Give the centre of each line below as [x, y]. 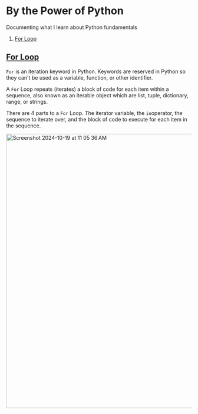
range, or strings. [27, 101]
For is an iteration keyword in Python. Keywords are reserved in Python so [96, 71]
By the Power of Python [65, 11]
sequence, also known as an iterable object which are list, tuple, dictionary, [97, 95]
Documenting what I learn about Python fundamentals [72, 27]
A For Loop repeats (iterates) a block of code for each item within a [88, 89]
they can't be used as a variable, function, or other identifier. [80, 77]
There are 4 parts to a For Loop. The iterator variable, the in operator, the [94, 113]
